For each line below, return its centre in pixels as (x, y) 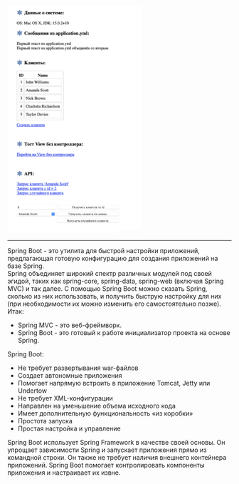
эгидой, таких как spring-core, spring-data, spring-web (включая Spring (116, 281)
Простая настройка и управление (69, 428)
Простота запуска (45, 421)
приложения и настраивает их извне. (64, 473)
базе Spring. (26, 266)
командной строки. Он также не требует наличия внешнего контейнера (117, 458)
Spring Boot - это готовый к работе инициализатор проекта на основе (124, 333)
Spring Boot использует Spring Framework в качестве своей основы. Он (116, 443)
